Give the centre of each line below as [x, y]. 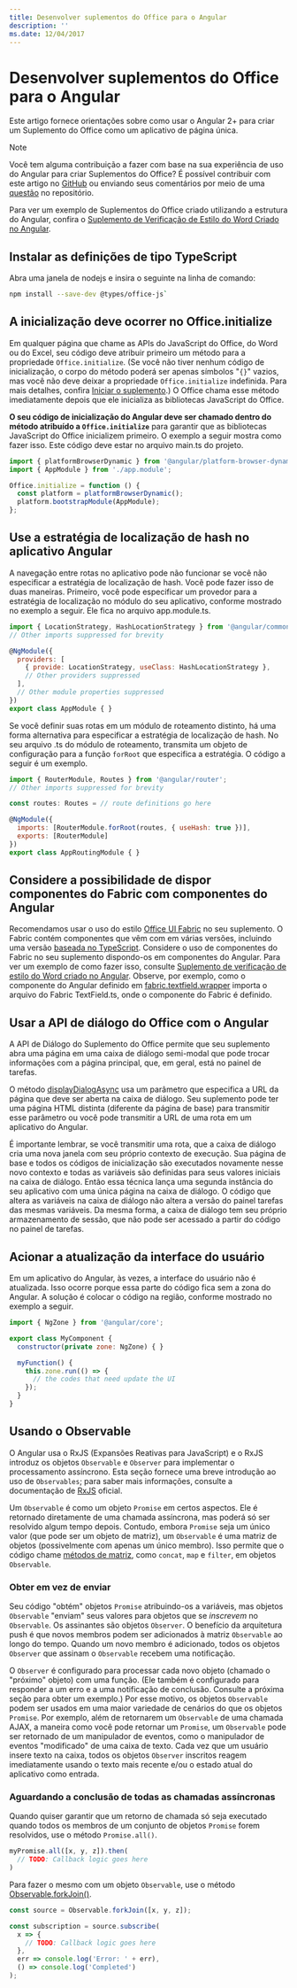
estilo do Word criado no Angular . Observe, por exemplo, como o [127, 976]
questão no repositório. [52, 193]
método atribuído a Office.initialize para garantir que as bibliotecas [138, 426]
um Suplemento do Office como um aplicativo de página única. [124, 130]
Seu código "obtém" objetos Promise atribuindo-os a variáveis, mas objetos [146, 1606]
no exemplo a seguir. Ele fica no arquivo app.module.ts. [110, 610]
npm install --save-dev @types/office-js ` [88, 294]
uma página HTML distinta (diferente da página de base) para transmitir [140, 1109]
